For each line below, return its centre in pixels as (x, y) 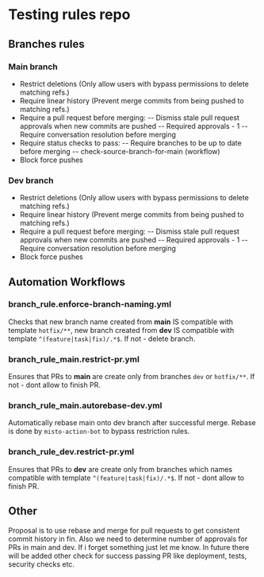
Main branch (33, 67)
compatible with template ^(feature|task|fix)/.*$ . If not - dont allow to (126, 478)
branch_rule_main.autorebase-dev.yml (85, 405)
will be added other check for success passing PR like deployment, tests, (128, 556)
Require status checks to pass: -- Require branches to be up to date (130, 143)
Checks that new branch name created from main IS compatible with (121, 321)
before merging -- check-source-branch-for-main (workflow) (120, 151)
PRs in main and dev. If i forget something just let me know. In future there (129, 547)
